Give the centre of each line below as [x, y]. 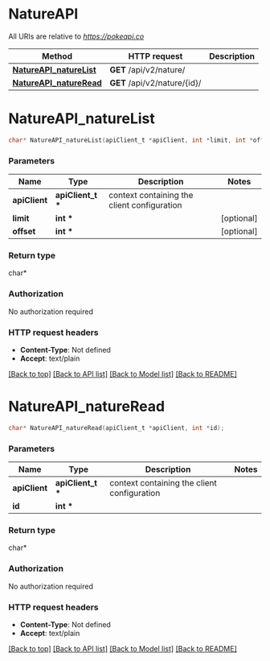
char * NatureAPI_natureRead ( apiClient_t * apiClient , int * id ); [117, 428]
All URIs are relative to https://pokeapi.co [76, 36]
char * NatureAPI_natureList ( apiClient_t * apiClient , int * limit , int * [131, 140]
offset [24, 232]
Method [57, 56]
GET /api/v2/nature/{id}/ [155, 83]
